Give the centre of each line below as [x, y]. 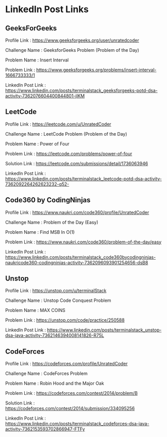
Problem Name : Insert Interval [37, 60]
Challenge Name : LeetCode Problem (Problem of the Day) [66, 134]
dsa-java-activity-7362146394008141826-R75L [55, 335]
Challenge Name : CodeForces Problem [46, 373]
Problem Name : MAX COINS [35, 310]
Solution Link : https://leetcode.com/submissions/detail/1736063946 [77, 163]
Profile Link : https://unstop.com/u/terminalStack [56, 291]
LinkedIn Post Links [47, 9]
